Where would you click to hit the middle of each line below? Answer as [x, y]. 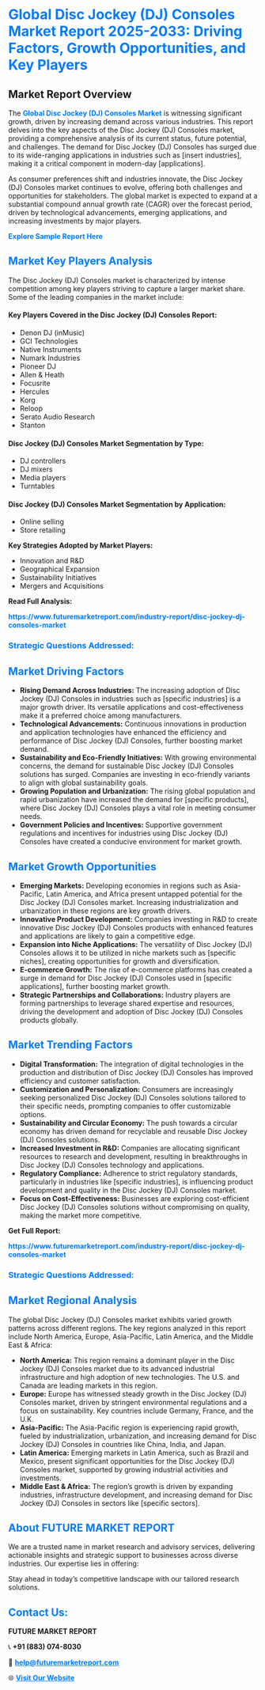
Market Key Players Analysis [80, 261]
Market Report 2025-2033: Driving [125, 31]
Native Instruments [50, 350]
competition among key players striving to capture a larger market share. [127, 288]
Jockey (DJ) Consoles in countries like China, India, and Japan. [123, 1444]
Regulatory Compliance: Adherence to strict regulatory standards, [129, 1173]
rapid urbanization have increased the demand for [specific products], [134, 800]
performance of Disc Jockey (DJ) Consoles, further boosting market [131, 741]
